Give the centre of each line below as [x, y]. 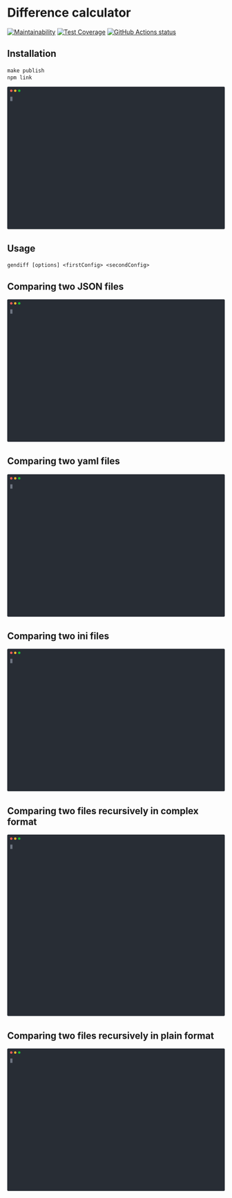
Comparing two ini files [58, 636]
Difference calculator [69, 13]
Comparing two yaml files [64, 461]
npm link [20, 78]
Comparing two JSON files [66, 287]
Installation [32, 54]
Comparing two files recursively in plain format [110, 1036]
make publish [26, 71]
